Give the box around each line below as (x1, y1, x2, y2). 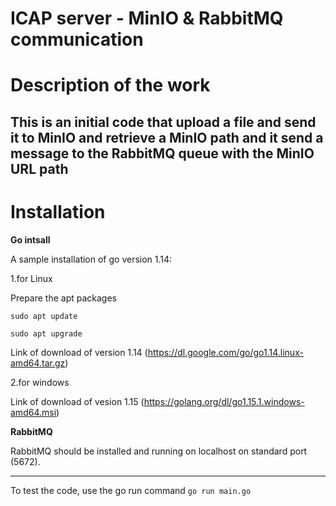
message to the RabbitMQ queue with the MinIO (10, 145, 315, 162)
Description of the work (10, 74, 211, 97)
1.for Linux (10, 272, 53, 284)
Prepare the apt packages (10, 292, 118, 304)
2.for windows (10, 376, 70, 388)
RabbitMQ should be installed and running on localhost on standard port (10, 445, 308, 457)
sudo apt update (10, 311, 78, 321)
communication (10, 28, 144, 51)
